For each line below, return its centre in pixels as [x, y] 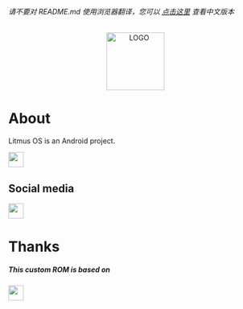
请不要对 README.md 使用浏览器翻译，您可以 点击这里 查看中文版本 [121, 11]
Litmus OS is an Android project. [62, 141]
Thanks [34, 247]
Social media [41, 188]
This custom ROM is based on [59, 270]
